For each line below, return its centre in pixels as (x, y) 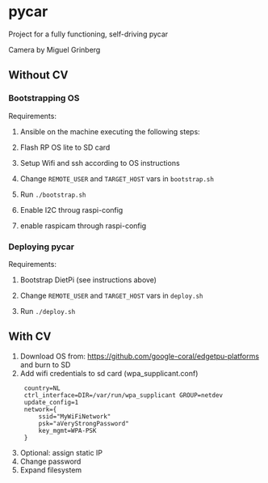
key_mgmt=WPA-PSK (67, 430)
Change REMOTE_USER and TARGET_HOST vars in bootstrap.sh (117, 178)
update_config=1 (51, 402)
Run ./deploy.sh (48, 311)
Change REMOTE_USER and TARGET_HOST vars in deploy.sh (111, 295)
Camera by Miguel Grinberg (54, 49)
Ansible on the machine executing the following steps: (110, 131)
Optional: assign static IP (61, 452)
